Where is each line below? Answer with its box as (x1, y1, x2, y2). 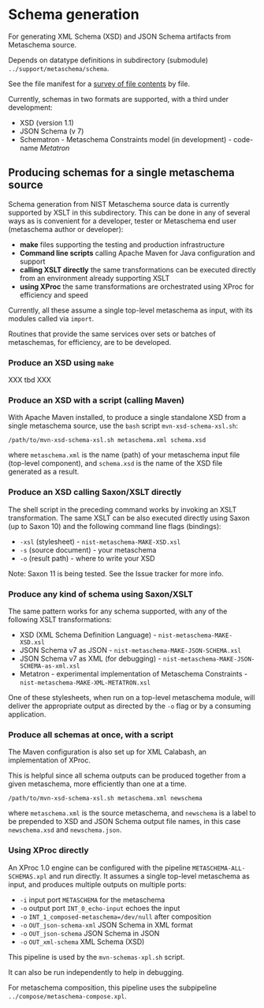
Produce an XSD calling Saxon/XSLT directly (8, 487, 182, 498)
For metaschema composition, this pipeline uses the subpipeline (8, 983, 217, 992)
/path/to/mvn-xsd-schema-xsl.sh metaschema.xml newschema (8, 795, 203, 803)
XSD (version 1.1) (19, 118, 75, 127)
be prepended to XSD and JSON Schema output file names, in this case (8, 817, 241, 826)
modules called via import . (8, 313, 95, 323)
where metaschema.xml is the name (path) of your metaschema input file (8, 450, 240, 459)
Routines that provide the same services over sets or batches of (8, 329, 216, 339)
